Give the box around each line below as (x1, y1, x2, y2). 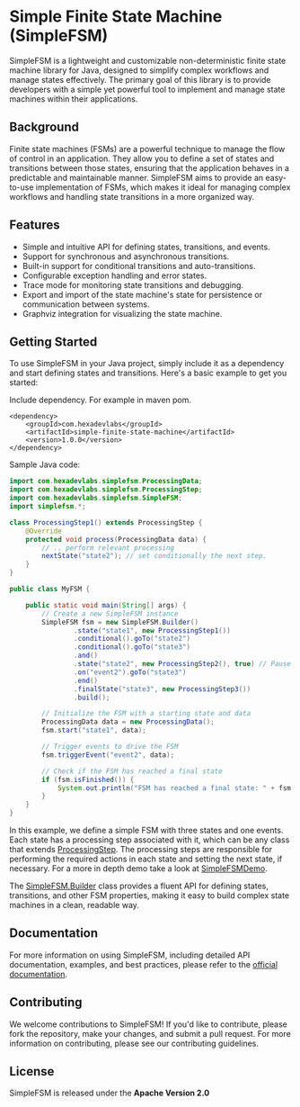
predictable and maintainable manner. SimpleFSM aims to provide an (9, 172, 264, 183)
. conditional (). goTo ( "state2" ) (73, 634, 191, 643)
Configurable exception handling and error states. (22, 270, 207, 281)
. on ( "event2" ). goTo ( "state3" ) (73, 668, 187, 677)
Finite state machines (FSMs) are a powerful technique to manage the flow (9, 143, 286, 154)
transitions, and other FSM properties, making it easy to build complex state (9, 890, 290, 901)
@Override (25, 526, 63, 535)
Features (9, 218, 60, 233)
